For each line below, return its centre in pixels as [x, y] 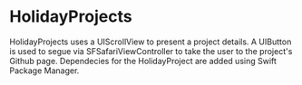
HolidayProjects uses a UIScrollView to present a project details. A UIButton [151, 42]
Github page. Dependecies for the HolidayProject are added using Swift [143, 61]
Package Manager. [44, 71]
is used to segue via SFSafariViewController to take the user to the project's [151, 51]
